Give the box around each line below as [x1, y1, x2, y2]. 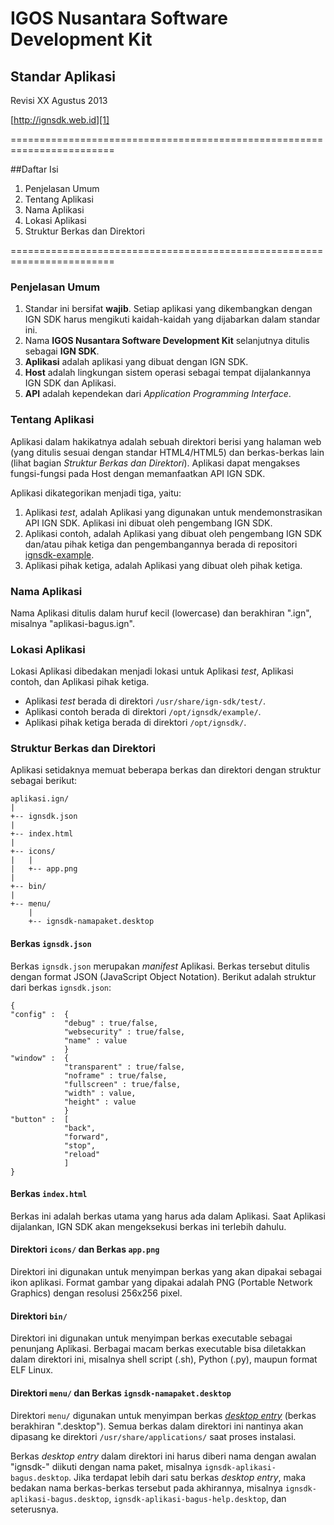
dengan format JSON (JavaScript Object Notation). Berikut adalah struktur [10, 970, 317, 982]
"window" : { [10, 1053, 70, 1063]
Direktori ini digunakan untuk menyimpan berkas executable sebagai [10, 1332, 293, 1344]
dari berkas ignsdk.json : [10, 981, 112, 993]
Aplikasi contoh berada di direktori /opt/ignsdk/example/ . [24, 706, 262, 718]
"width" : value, [63, 1088, 137, 1098]
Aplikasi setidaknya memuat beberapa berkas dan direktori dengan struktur [10, 764, 322, 776]
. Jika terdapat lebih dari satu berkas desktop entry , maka [68, 1471, 307, 1483]
